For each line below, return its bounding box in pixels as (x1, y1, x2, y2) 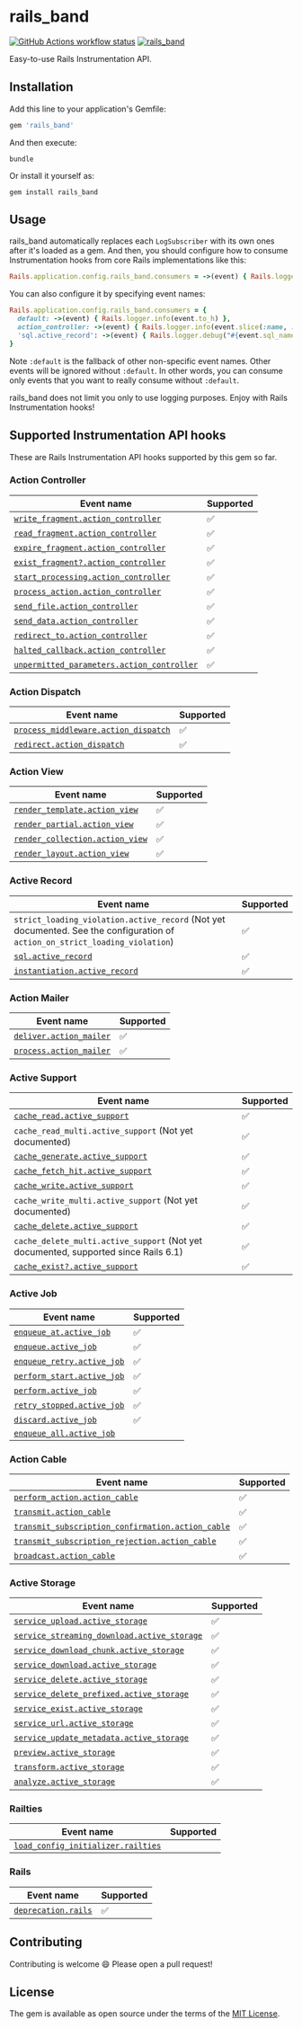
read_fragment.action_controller (13, 528, 157, 538)
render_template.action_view (13, 805, 138, 815)
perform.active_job (13, 1385, 97, 1395)
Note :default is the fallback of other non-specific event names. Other (9, 355, 271, 366)
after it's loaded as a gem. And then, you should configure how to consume (9, 245, 289, 256)
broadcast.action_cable (13, 1551, 116, 1561)
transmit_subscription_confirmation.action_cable (13, 1521, 231, 1532)
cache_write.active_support (13, 1180, 134, 1191)
